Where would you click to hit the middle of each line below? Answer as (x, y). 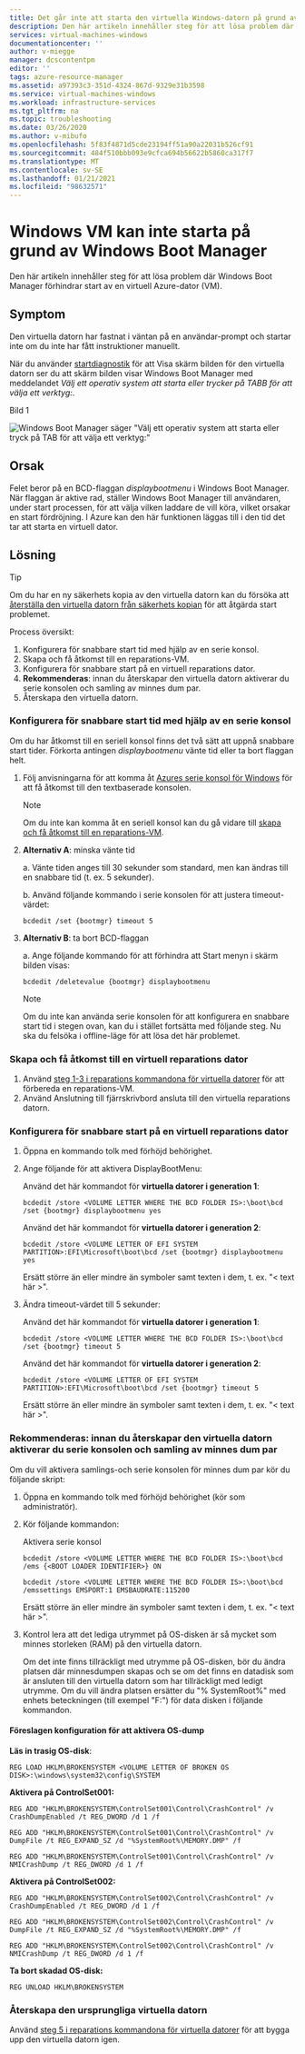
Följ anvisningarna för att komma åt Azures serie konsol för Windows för (157, 777)
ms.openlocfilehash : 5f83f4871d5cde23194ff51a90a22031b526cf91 (132, 145)
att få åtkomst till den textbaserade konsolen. (107, 787)
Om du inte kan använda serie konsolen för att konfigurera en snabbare (156, 1016)
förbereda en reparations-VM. (79, 1089)
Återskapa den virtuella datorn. (80, 697)
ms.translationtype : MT (54, 161)
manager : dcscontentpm (52, 60)
